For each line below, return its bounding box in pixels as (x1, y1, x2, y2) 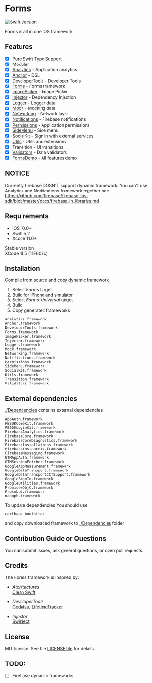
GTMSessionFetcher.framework (5, 460, 65, 465)
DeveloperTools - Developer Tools (12, 78, 81, 84)
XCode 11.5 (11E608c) (5, 250, 48, 256)
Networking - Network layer (12, 111, 68, 117)
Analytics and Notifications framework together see (5, 188, 109, 193)
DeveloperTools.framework (5, 325, 58, 330)
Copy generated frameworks (12, 307, 70, 313)
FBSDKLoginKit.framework (5, 426, 56, 430)
